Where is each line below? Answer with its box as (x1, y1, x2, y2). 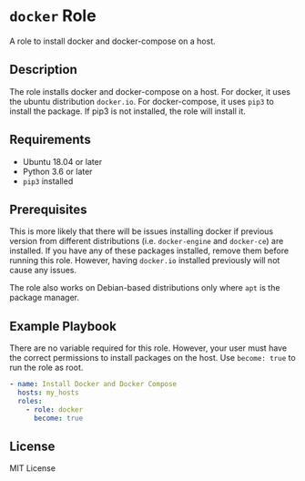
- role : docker (25, 404, 84, 414)
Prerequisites (9, 201, 87, 217)
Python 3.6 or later (22, 166, 93, 177)
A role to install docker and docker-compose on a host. (9, 36, 216, 46)
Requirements (9, 132, 91, 148)
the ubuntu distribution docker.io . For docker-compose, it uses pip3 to (9, 96, 275, 107)
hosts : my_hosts (17, 388, 79, 397)
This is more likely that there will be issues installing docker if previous (9, 226, 274, 237)
